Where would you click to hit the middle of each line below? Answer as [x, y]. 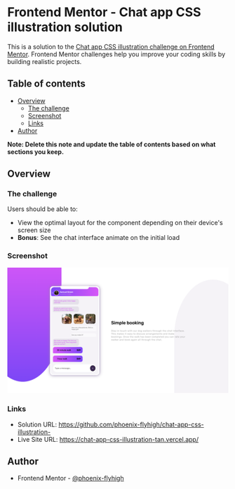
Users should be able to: [43, 209]
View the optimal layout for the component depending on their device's [120, 223]
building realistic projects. [45, 61]
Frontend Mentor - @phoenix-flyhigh [70, 478]
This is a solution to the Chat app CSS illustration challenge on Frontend [111, 46]
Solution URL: [37, 424]
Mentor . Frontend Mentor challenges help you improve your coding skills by [116, 54]
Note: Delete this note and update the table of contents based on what [112, 144]
